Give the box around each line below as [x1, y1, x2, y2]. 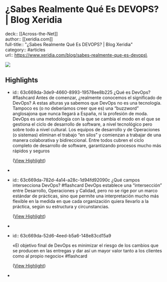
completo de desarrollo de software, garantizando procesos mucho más [12, 142, 161, 148]
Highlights [5, 76, 38, 85]
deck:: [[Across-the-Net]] [5, 31, 58, 37]
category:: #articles [5, 47, 46, 53]
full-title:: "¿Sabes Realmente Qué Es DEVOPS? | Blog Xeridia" [5, 41, 133, 47]
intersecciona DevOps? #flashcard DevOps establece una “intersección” [12, 182, 162, 188]
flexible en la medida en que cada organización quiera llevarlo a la [12, 198, 149, 204]
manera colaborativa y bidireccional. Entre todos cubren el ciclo [12, 137, 144, 143]
